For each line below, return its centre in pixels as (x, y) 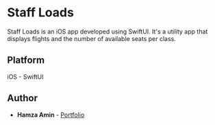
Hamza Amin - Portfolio (51, 115)
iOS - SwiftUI (25, 77)
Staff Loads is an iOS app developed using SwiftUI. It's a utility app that (107, 31)
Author (22, 98)
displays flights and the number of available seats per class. (91, 38)
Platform (26, 60)
